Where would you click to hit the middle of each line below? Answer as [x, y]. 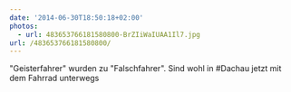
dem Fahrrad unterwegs [54, 78]
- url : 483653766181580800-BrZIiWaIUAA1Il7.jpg [109, 34]
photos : [24, 26]
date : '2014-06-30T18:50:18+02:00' [77, 18]
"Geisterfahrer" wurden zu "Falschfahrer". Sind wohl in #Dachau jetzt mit [145, 69]
